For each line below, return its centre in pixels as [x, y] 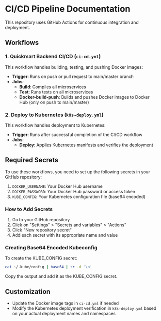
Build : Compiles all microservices [53, 87]
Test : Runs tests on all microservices [56, 92]
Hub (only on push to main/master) [54, 102]
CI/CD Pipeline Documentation [68, 9]
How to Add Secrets [29, 209]
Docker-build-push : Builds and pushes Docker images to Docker [84, 97]
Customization [28, 291]
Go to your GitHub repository [41, 220]
